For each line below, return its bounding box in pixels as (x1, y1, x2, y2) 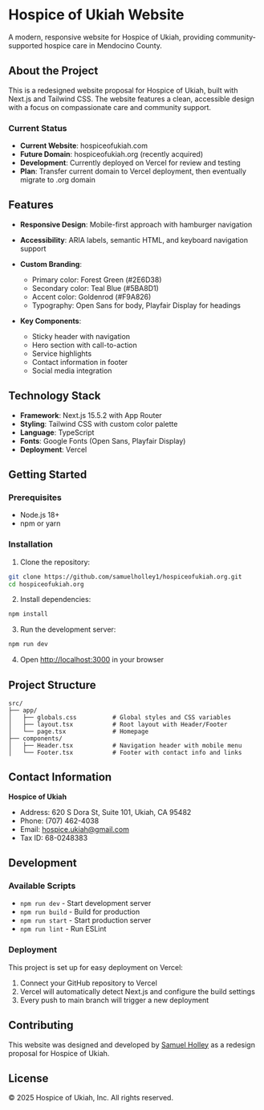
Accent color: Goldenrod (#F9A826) (31, 292, 152, 301)
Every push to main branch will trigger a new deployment (19, 995, 209, 1005)
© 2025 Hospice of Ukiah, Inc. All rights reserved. (8, 1093, 174, 1103)
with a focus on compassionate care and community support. (8, 102, 211, 112)
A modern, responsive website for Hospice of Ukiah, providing (8, 32, 214, 42)
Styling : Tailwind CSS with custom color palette (19, 419, 178, 428)
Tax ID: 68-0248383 (19, 833, 88, 842)
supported (8, 40, 43, 50)
